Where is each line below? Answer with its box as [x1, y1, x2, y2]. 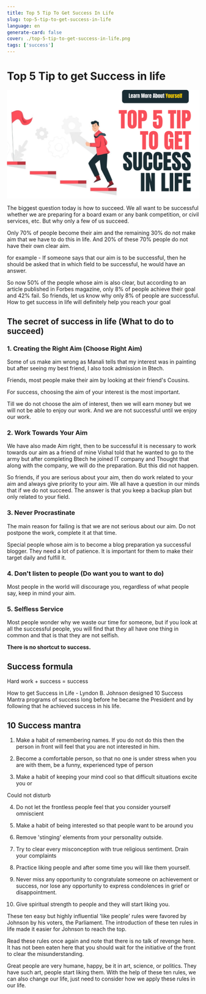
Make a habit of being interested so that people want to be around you [15, 821, 193, 829]
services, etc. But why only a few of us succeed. [7, 217, 130, 225]
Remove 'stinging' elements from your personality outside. [15, 833, 164, 841]
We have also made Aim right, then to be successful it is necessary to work [7, 443, 196, 450]
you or [15, 779, 32, 787]
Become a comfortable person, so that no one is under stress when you [15, 755, 197, 762]
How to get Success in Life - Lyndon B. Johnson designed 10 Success [7, 689, 183, 697]
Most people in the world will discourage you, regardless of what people [7, 583, 189, 591]
